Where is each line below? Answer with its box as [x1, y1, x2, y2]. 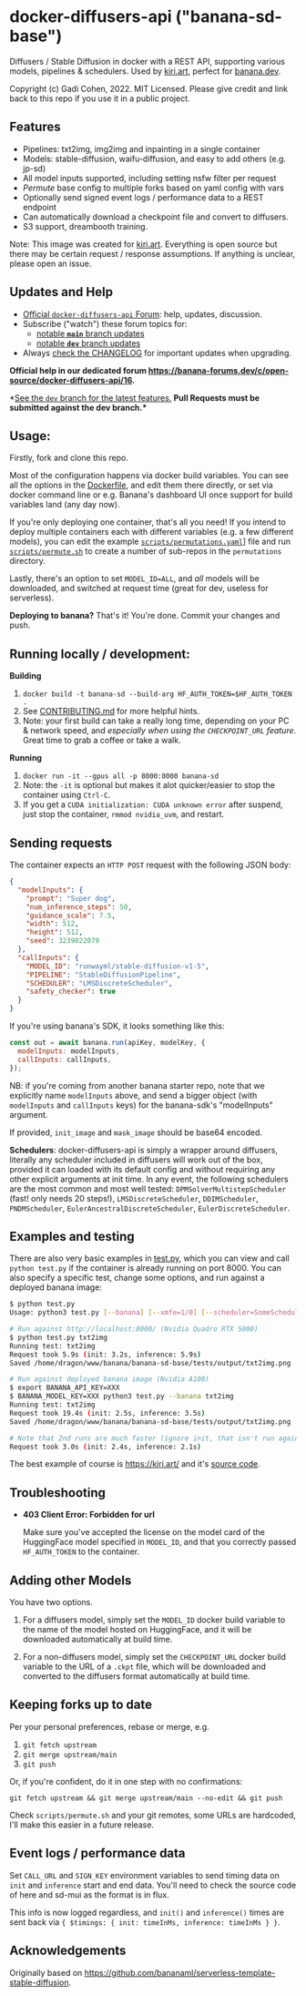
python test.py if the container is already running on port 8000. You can [9, 1263, 282, 1274]
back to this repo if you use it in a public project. [9, 93, 190, 104]
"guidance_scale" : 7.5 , [25, 911, 117, 920]
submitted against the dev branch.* [9, 402, 148, 413]
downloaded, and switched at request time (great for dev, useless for [9, 583, 269, 594]
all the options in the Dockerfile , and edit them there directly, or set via [9, 480, 273, 491]
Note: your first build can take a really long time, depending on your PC [22, 715, 290, 726]
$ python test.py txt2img [9, 1333, 107, 1342]
